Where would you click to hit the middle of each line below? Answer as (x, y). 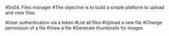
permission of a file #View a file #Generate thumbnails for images (74, 28)
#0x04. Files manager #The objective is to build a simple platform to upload (85, 7)
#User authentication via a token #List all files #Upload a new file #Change (84, 23)
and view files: (20, 13)
